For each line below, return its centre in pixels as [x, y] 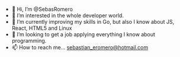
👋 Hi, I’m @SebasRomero [42, 9]
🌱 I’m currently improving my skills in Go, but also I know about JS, [93, 22]
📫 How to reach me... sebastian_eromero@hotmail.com [80, 47]
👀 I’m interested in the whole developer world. [68, 15]
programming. [29, 41]
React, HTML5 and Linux [42, 28]
